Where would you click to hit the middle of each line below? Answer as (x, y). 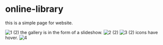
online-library (34, 9)
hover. (12, 38)
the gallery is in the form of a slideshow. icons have (89, 32)
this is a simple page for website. (39, 23)
